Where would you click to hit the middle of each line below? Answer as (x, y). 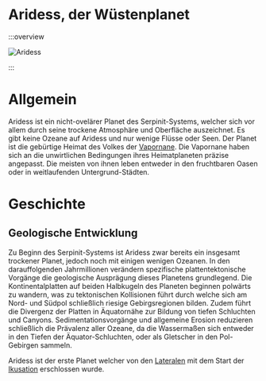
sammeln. (56, 345)
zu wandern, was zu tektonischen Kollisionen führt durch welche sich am (128, 294)
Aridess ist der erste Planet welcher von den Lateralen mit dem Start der (126, 360)
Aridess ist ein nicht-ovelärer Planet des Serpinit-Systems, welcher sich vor (132, 121)
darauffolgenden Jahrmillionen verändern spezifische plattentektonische (127, 269)
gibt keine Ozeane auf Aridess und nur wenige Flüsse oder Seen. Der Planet (133, 138)
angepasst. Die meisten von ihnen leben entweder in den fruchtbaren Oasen (133, 164)
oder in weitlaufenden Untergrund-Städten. (79, 171)
